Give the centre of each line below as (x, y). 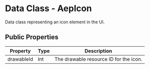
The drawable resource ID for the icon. (98, 59)
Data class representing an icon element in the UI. (55, 22)
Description (99, 51)
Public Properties (32, 37)
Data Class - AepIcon (49, 9)
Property (20, 51)
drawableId (20, 59)
